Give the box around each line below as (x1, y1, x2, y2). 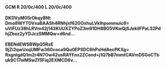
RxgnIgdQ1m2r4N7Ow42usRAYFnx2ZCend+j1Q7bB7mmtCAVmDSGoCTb (5, 52, 160, 58)
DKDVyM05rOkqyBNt (5, 15, 51, 21)
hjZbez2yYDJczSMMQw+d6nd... (5, 31, 75, 37)
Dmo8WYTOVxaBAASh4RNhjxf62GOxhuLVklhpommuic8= (5, 20, 130, 26)
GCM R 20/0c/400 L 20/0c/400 (5, 4, 72, 10)
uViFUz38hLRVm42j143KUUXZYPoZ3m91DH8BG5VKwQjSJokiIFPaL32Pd (5, 25, 161, 32)
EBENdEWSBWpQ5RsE (5, 41, 54, 47)
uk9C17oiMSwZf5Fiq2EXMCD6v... (5, 57, 78, 63)
